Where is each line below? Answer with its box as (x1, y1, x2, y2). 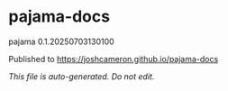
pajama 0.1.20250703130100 (8, 36, 114, 47)
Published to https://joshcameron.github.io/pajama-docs (8, 53, 219, 64)
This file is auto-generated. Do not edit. (8, 70, 155, 82)
